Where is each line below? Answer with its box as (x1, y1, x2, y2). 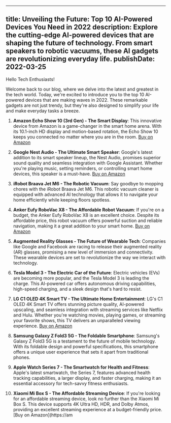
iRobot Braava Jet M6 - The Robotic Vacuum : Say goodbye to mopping (13, 180, 164, 186)
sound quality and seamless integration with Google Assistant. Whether (13, 160, 163, 166)
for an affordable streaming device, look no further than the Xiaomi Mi (13, 396, 159, 402)
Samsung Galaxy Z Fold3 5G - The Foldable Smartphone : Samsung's (13, 332, 160, 339)
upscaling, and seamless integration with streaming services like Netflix (13, 306, 163, 313)
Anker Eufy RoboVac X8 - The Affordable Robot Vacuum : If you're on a (13, 207, 164, 213)
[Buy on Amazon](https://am (13, 412, 73, 418)
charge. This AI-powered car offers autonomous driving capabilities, (13, 280, 156, 287)
